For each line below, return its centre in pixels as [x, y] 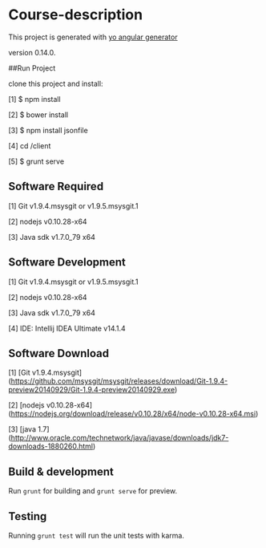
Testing [28, 516]
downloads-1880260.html [51, 446]
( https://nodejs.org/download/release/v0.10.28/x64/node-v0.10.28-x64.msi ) [133, 414]
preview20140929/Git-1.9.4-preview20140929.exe [91, 390]
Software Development [67, 262]
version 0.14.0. [32, 52]
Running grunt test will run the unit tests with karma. [96, 536]
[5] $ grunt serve [36, 161]
